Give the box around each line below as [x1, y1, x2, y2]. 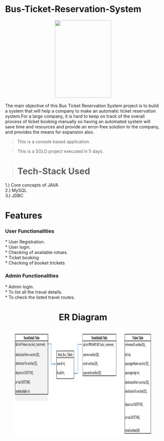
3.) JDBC [5, 192, 24, 198]
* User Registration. [5, 239, 45, 245]
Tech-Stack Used [17, 166, 90, 177]
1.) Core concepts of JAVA [5, 182, 58, 188]
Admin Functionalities [5, 272, 59, 279]
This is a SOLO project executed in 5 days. [17, 148, 104, 154]
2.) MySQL [5, 187, 27, 193]
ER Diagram [58, 312, 108, 323]
